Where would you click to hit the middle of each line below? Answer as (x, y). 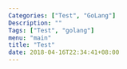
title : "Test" (32, 45)
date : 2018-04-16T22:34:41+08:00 (64, 52)
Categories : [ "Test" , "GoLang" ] (62, 15)
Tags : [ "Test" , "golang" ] (51, 30)
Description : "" (35, 23)
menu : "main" (30, 38)
